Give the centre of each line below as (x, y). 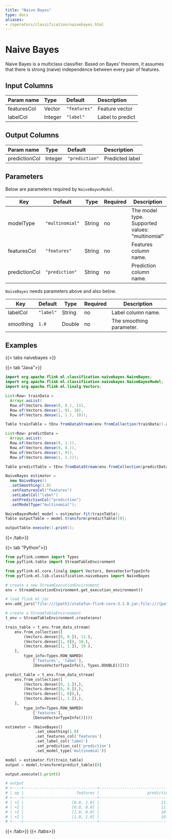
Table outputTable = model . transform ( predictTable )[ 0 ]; (66, 519)
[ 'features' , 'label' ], (58, 661)
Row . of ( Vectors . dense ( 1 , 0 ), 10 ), (47, 410)
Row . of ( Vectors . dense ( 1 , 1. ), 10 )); (49, 415)
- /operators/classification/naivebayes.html (55, 24)
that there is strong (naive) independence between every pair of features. (83, 69)
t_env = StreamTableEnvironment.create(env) (53, 618)
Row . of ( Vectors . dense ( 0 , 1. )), (43, 443)
